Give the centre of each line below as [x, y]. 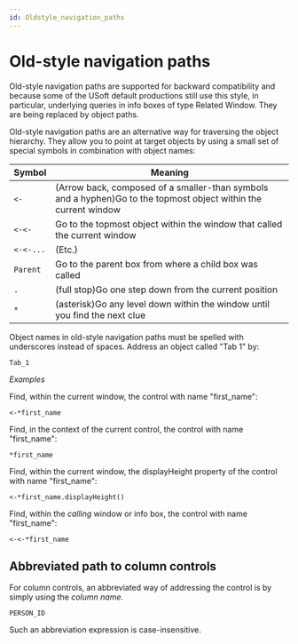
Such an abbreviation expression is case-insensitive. [105, 630]
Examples [27, 379]
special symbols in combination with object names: [102, 150]
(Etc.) [66, 250]
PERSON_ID [27, 614]
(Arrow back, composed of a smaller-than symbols [161, 187]
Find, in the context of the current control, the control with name [126, 429]
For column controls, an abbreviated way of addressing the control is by [141, 588]
